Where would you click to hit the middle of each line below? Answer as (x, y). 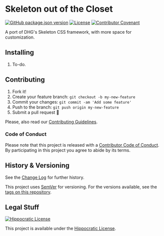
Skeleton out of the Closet (59, 9)
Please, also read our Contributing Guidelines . (51, 122)
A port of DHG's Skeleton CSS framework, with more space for (68, 32)
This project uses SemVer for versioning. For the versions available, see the (81, 187)
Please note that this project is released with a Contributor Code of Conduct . (82, 145)
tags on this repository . (28, 192)
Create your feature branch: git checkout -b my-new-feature (74, 97)
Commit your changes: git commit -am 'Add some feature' (72, 102)
